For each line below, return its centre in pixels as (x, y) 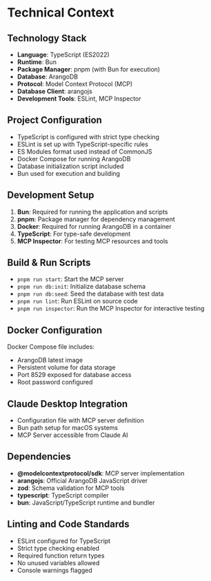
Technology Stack (47, 38)
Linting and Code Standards (68, 524)
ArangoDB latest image (50, 360)
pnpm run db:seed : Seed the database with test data (90, 294)
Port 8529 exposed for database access (74, 375)
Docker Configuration (54, 330)
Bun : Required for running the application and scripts (92, 212)
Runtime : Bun (37, 62)
